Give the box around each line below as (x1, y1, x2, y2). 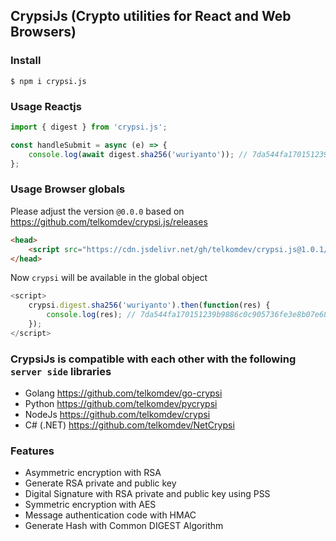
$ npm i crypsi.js (10, 76, 87, 86)
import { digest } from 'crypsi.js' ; (10, 122, 168, 132)
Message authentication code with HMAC (24, 509, 197, 521)
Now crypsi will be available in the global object (10, 272, 208, 284)
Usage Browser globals (10, 182, 126, 196)
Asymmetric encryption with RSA (24, 467, 162, 479)
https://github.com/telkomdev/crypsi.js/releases (10, 215, 208, 228)
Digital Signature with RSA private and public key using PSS (24, 488, 271, 500)
